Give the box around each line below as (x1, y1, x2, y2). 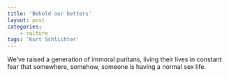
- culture (20, 29, 49, 37)
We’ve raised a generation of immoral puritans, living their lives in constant (7, 55, 222, 63)
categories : (7, 23, 42, 30)
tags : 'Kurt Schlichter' (7, 36, 80, 43)
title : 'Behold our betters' (7, 10, 92, 17)
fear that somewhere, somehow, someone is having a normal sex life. (7, 63, 207, 71)
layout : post (7, 17, 45, 24)
